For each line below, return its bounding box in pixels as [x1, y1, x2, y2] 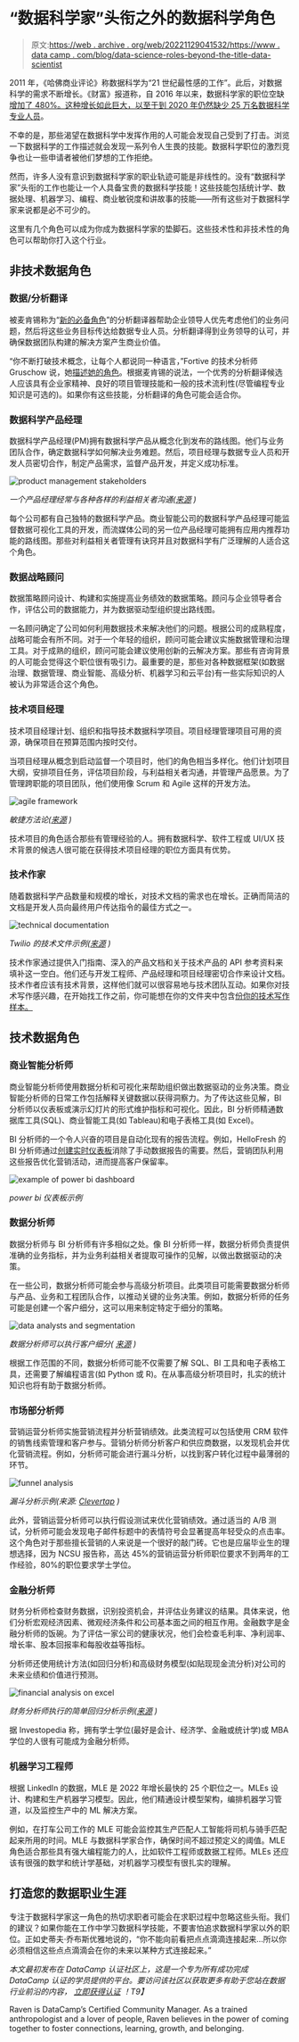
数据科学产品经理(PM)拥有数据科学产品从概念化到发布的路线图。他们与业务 [9, 435, 285, 446]
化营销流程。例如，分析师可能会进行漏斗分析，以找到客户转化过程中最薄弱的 [9, 1448, 290, 1459]
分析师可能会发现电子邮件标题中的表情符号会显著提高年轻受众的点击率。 [24, 1526, 290, 1537]
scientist [30, 59, 62, 70]
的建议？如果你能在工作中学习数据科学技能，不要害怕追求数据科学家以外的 [9, 1922, 282, 1933]
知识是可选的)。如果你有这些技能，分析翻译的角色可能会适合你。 [9, 389, 246, 400]
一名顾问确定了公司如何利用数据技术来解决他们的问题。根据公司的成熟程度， [9, 623, 290, 634]
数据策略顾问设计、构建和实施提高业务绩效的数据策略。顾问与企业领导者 [9, 593, 274, 603]
